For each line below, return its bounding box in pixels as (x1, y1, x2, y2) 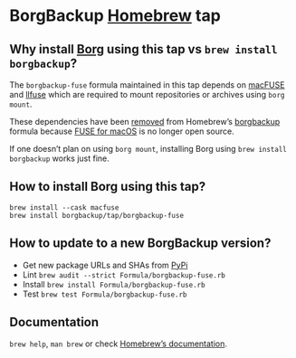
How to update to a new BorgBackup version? (9, 236, 272, 251)
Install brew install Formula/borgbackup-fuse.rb (22, 278, 205, 289)
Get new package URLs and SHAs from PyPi (22, 259, 188, 270)
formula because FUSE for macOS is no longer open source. (9, 126, 234, 137)
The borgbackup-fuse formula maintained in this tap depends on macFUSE (9, 80, 285, 90)
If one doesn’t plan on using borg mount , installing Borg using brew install (9, 144, 287, 154)
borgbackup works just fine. (9, 153, 110, 164)
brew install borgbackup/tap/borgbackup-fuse (9, 211, 184, 220)
